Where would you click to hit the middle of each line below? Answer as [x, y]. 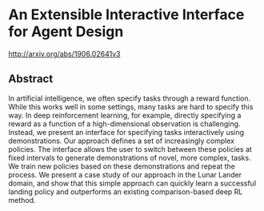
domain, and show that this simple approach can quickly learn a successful [132, 183]
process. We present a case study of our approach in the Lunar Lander [125, 174]
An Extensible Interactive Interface [126, 15]
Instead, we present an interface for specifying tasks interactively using [126, 132]
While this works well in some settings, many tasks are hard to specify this [131, 106]
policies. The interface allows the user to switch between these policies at [130, 149]
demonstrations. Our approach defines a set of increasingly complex [121, 141]
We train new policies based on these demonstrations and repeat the [122, 166]
